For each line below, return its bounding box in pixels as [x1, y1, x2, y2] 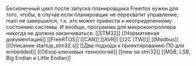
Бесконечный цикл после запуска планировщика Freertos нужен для [6, 5, 178, 12]
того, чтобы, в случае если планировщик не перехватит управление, [6, 11, 178, 18]
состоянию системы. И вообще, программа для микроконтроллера [6, 23, 176, 30]
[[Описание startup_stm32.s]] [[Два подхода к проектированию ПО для [6, 42, 184, 49]
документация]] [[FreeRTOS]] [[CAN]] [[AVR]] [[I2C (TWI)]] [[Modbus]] [6, 36, 179, 43]
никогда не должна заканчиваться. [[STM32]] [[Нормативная [6, 30, 160, 37]
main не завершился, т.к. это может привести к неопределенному [6, 17, 172, 24]
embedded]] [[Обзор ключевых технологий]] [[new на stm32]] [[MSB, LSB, [6, 48, 191, 55]
